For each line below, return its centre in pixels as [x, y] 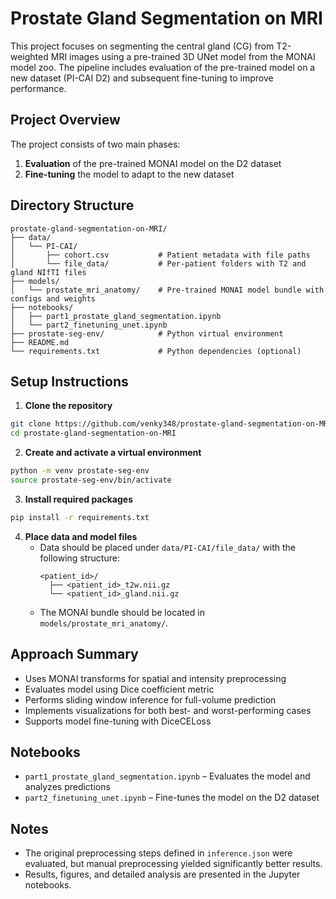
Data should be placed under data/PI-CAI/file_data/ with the [168, 547]
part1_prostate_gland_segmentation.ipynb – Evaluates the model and [167, 776]
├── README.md [40, 342]
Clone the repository [68, 406]
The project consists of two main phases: [95, 144]
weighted [29, 56]
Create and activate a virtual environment [113, 453]
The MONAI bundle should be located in [122, 612]
